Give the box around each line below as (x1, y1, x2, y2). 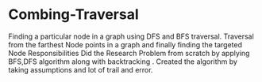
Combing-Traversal (8, 6, 139, 24)
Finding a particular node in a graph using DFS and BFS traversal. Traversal (8, 32, 254, 41)
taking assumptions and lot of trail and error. (8, 65, 153, 74)
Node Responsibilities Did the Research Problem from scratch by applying (8, 48, 250, 58)
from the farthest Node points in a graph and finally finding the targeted (8, 39, 242, 49)
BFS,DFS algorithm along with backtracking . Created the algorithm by (8, 57, 238, 66)
